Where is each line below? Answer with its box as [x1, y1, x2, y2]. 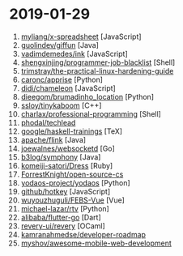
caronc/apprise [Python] [20, 75, 104, 84]
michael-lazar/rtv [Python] [20, 203, 110, 213]
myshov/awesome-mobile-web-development [20, 238, 172, 248]
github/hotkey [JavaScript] [20, 186, 111, 196]
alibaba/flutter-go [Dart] [20, 212, 101, 222]
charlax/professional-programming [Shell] [20, 109, 161, 118]
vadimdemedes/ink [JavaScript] [20, 49, 128, 58]
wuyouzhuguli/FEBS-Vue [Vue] [20, 195, 125, 205]
